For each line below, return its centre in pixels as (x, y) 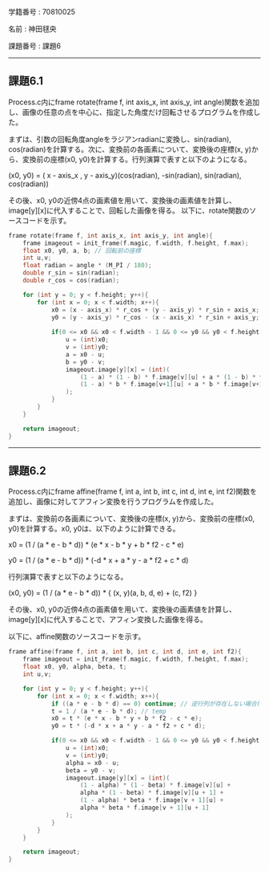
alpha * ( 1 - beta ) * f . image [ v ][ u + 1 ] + (152, 793)
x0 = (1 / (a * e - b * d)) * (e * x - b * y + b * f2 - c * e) (96, 545)
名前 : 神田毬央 (32, 29)
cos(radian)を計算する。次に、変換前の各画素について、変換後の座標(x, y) (130, 149)
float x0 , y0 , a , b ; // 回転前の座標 (82, 250)
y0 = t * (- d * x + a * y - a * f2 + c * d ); (128, 726)
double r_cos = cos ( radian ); (71, 281)
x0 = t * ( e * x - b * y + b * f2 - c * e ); (126, 718)
